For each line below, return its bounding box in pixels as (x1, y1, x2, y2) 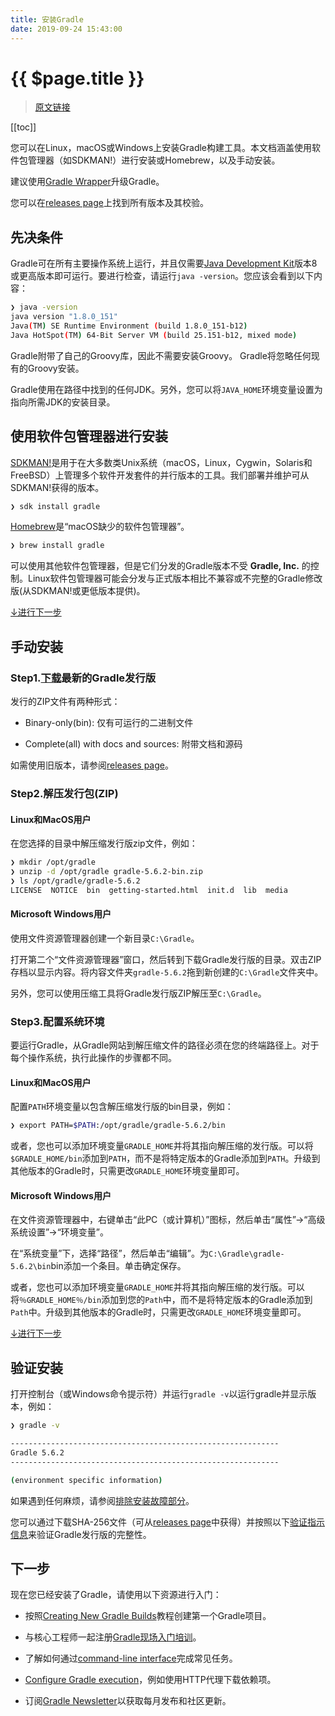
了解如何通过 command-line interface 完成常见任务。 (24, 1652, 238, 1665)
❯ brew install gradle (10, 541, 105, 551)
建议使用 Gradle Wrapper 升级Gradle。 (10, 176, 165, 188)
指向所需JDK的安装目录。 (10, 396, 116, 408)
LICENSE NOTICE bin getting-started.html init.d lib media (10, 885, 288, 895)
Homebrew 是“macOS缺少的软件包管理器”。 (10, 521, 190, 533)
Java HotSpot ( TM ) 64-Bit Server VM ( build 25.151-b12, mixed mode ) (10, 330, 298, 340)
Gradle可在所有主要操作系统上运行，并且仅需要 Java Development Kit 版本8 (10, 257, 318, 270)
